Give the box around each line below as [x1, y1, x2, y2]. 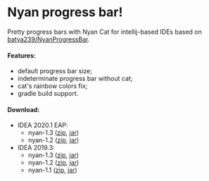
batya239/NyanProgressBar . [7, 35, 90, 43]
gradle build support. [17, 89, 79, 98]
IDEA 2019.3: [17, 144, 55, 152]
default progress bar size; [17, 67, 93, 75]
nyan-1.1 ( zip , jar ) [27, 166, 77, 175]
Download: [7, 105, 40, 113]
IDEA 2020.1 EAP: [17, 121, 68, 130]
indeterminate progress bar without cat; [17, 75, 133, 83]
